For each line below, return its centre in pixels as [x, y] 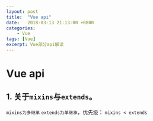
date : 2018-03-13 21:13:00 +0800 [50, 22]
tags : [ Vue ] [21, 39]
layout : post [22, 12]
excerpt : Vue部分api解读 [35, 45]
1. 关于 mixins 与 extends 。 [52, 97]
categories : [21, 28]
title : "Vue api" [29, 17]
